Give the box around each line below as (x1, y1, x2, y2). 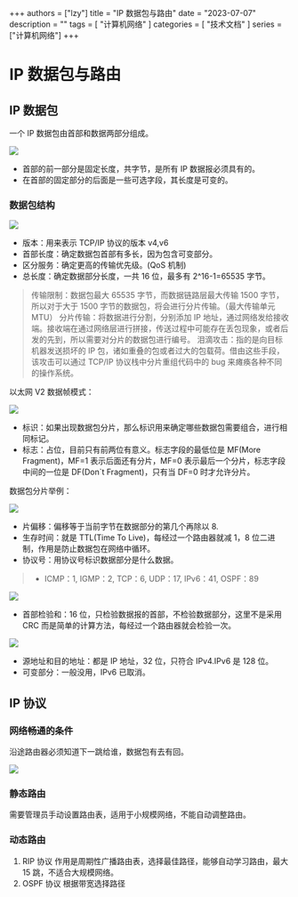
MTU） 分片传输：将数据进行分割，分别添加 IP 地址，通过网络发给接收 (30, 312, 289, 323)
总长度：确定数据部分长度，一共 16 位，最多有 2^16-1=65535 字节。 (21, 271, 271, 282)
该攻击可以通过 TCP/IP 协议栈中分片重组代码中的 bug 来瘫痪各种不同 (30, 357, 283, 368)
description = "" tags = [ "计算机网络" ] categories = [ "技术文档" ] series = (9, 19, 283, 29)
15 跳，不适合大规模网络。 (21, 867, 118, 877)
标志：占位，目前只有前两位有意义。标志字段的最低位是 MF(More (21, 444, 261, 456)
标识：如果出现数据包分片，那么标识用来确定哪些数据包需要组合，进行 (21, 422, 280, 433)
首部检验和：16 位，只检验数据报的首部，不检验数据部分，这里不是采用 (21, 609, 283, 620)
